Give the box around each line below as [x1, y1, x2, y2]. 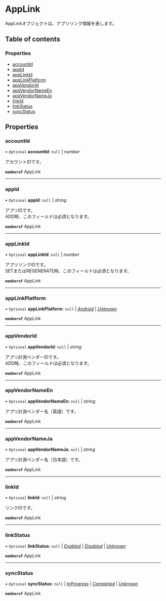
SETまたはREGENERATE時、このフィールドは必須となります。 [5, 268, 132, 274]
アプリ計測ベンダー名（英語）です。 [5, 408, 79, 414]
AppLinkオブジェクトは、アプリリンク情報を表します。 [5, 20, 117, 26]
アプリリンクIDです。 [5, 261, 48, 267]
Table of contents [5, 35, 60, 43]
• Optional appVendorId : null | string [5, 343, 82, 349]
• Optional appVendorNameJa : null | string [5, 446, 95, 453]
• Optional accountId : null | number [5, 149, 80, 155]
